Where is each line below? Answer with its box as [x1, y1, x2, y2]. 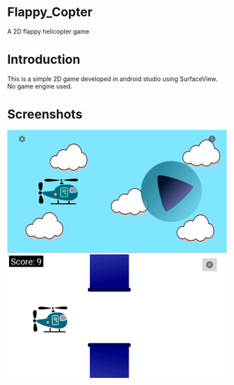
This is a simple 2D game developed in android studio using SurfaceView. [7, 74, 218, 83]
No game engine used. [7, 81, 72, 91]
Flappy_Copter [7, 4, 93, 20]
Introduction [7, 52, 81, 68]
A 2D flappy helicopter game [7, 27, 90, 36]
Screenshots [7, 107, 83, 123]
